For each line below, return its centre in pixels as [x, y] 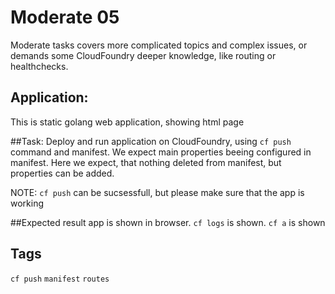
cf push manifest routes [60, 279]
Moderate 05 [65, 17]
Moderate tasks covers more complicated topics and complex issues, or [159, 45]
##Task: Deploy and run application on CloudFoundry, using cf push [151, 141]
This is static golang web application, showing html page [127, 122]
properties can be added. [62, 173]
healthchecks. [39, 66]
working [27, 203]
